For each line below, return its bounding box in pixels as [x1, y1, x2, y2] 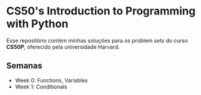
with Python [6, 17, 68, 31]
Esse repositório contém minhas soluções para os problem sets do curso [6, 37, 188, 44]
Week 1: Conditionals [15, 83, 68, 90]
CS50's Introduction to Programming [6, 4, 196, 18]
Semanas [6, 61, 42, 71]
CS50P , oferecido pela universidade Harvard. [6, 43, 120, 51]
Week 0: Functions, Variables [15, 76, 88, 84]
